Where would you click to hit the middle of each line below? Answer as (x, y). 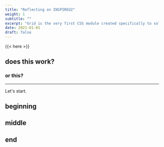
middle (16, 123)
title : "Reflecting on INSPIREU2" (40, 10)
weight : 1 (15, 14)
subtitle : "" (18, 19)
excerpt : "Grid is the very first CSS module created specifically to (78, 23)
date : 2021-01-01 (23, 28)
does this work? (30, 62)
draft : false (18, 32)
